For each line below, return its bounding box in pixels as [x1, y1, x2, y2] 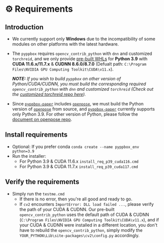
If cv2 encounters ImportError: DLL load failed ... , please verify [19, 201, 154, 207]
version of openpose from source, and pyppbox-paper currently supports [12, 106, 155, 112]
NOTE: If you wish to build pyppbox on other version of [12, 76, 121, 81]
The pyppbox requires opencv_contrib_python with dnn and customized [12, 50, 152, 56]
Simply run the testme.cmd [12, 191, 65, 196]
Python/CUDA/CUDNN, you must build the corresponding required [12, 81, 146, 87]
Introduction [5, 23, 44, 31]
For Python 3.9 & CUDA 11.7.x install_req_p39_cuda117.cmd [19, 163, 138, 170]
